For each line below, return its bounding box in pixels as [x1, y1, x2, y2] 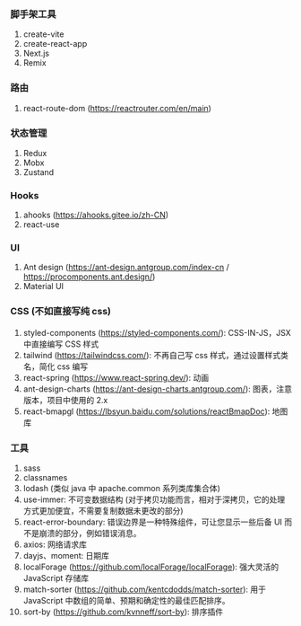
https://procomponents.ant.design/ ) [22, 271, 156, 282]
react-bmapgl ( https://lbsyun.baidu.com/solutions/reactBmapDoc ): [22, 406, 271, 417]
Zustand [22, 166, 55, 177]
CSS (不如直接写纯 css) [10, 305, 111, 318]
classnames [22, 472, 68, 483]
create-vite [22, 29, 64, 40]
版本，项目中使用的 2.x [22, 394, 108, 405]
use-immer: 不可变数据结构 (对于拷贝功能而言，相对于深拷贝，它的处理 [22, 494, 286, 505]
